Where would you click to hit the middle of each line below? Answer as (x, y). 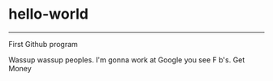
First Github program (43, 44)
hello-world (49, 14)
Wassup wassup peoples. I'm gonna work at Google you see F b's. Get (127, 60)
